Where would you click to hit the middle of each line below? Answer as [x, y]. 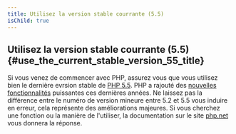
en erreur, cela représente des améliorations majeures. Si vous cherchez [114, 108]
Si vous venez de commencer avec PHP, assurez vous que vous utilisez [113, 78]
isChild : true [29, 21]
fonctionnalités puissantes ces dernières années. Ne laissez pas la [105, 93]
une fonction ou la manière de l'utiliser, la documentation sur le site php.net [118, 115]
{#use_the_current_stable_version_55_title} [106, 60]
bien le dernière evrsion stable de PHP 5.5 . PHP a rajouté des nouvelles [112, 86]
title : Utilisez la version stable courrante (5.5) [86, 14]
